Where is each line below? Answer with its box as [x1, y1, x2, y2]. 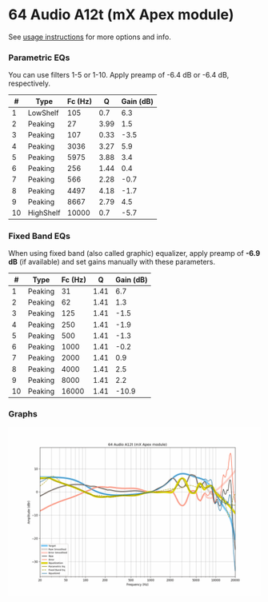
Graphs [8, 409, 38, 420]
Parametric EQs [8, 52, 70, 63]
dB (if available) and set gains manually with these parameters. [8, 257, 216, 267]
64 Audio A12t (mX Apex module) [8, 6, 234, 24]
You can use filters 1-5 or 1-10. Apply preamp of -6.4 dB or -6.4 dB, [8, 70, 230, 80]
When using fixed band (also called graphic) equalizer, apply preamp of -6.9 [8, 249, 261, 258]
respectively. [8, 78, 50, 89]
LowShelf [27, 108, 59, 118]
